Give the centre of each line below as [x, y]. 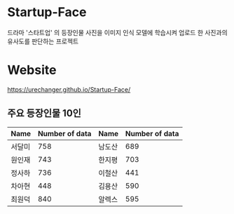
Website [32, 70]
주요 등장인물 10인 [44, 113]
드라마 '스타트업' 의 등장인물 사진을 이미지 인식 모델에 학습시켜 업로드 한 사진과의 [117, 32]
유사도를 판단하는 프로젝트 [43, 41]
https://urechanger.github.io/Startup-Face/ [69, 89]
